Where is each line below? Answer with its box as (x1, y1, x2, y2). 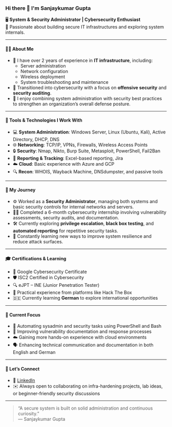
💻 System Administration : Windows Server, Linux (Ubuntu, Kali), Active (12, 129, 166, 135)
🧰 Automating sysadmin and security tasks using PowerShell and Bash (12, 323, 162, 329)
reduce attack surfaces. (12, 238, 63, 244)
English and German (12, 349, 56, 355)
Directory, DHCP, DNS (12, 136, 60, 142)
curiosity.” (17, 410, 39, 416)
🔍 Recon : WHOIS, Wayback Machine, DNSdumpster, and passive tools (12, 168, 163, 174)
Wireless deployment (20, 74, 66, 80)
